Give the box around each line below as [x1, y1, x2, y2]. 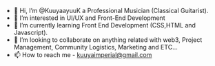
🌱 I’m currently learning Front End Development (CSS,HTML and [13, 21, 196, 29]
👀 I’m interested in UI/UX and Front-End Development [13, 14, 165, 22]
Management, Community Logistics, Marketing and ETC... [13, 43, 178, 51]
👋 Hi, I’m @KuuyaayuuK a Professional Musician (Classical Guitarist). [13, 7, 209, 14]
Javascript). [13, 28, 48, 36]
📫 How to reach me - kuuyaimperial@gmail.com [13, 51, 152, 58]
